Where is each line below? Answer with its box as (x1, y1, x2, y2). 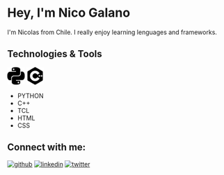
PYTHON (17, 91, 44, 100)
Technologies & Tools (7, 48, 102, 60)
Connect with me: (7, 142, 86, 153)
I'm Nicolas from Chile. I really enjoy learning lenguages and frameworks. (7, 28, 218, 36)
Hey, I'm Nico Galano (7, 5, 131, 21)
